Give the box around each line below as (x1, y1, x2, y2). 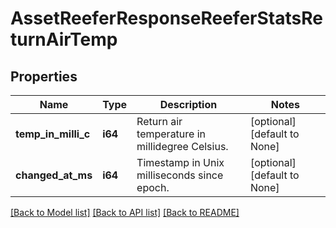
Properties (10, 68, 78, 85)
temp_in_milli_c (15, 127, 91, 141)
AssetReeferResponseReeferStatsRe (10, 7, 323, 30)
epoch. (136, 181, 170, 194)
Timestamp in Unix (136, 156, 225, 169)
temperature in (136, 127, 207, 141)
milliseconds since (136, 168, 224, 182)
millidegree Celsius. (136, 140, 229, 153)
